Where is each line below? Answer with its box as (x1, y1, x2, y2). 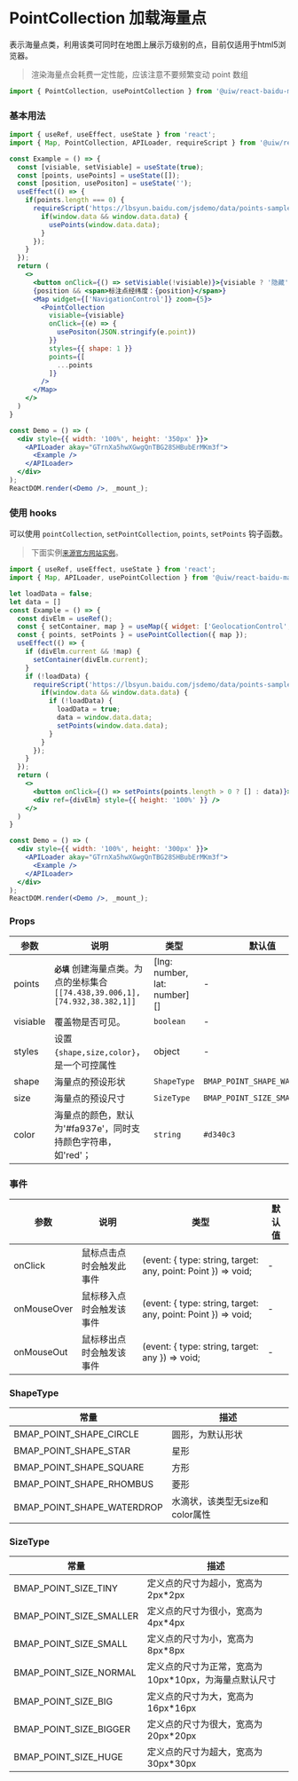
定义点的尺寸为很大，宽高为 (146, 1718, 263, 1730)
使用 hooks (9, 507, 58, 519)
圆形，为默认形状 (171, 1429, 243, 1441)
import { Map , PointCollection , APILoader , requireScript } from (9, 138, 255, 147)
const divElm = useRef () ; (17, 614, 114, 623)
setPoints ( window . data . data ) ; (56, 721, 169, 730)
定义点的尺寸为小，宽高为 (146, 1633, 255, 1645)
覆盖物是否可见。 (54, 1015, 126, 1028)
